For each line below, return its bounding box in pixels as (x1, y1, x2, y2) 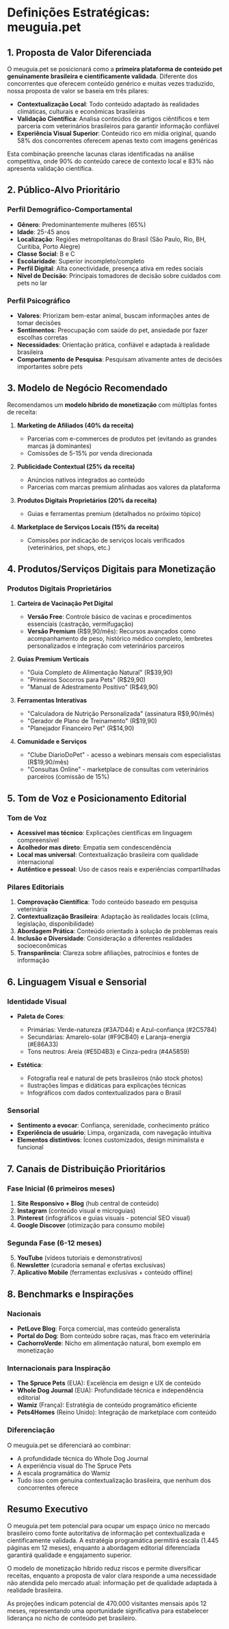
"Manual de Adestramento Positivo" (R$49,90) (27, 683, 159, 691)
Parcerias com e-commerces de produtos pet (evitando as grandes (27, 434, 217, 443)
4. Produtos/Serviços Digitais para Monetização (7, 563, 216, 575)
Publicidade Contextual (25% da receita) (16, 462, 135, 471)
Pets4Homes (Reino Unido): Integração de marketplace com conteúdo (16, 1408, 217, 1416)
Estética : (16, 1061, 43, 1069)
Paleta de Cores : (16, 1012, 65, 1020)
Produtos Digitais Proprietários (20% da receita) (16, 496, 157, 504)
